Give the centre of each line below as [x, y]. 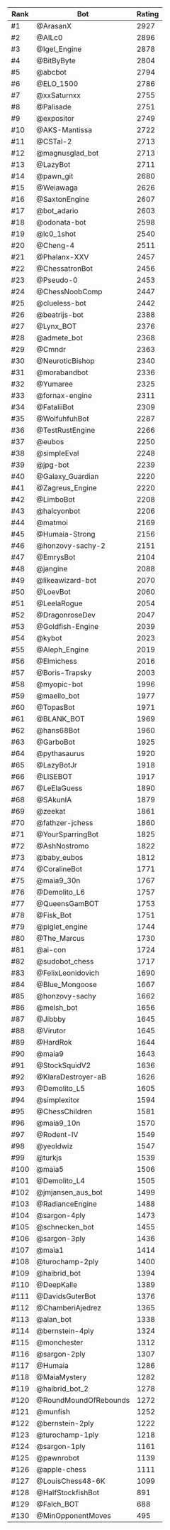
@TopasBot [56, 707]
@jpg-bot [53, 465]
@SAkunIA [54, 800]
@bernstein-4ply [65, 1331]
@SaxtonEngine [63, 199]
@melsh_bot [57, 1007]
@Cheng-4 [56, 246]
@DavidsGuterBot [66, 1296]
